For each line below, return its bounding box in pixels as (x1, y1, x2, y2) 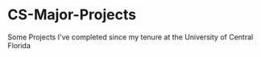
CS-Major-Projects (7, 6, 137, 24)
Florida (7, 40, 31, 50)
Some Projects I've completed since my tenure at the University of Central (7, 32, 254, 42)
